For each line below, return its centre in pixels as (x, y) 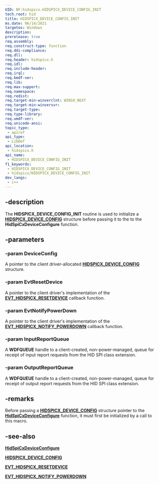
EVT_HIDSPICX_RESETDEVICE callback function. (55, 298)
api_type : (15, 137)
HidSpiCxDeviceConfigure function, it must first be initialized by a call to (79, 416)
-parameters (25, 240)
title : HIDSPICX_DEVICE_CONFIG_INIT (42, 19)
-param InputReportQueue (37, 339)
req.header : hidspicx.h (29, 60)
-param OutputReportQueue (39, 368)
